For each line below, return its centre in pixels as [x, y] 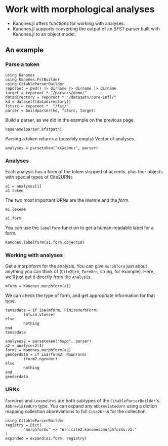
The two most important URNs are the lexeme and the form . [68, 200]
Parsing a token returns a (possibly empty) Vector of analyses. [70, 138]
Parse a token [22, 64]
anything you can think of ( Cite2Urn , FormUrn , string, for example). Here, [80, 272]
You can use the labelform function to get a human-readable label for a [80, 228]
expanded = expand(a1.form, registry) [46, 438]
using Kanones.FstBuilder [32, 80]
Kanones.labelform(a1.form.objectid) [45, 242]
